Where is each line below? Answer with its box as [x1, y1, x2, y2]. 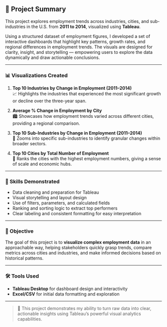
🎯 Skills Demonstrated [5, 178, 60, 185]
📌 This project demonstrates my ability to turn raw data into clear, [17, 306, 152, 311]
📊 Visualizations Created [5, 72, 68, 79]
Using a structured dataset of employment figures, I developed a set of [5, 33, 151, 39]
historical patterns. [5, 255, 44, 261]
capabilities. [17, 316, 42, 322]
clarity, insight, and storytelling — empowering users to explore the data [5, 49, 153, 55]
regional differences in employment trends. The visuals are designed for [5, 43, 153, 50]
